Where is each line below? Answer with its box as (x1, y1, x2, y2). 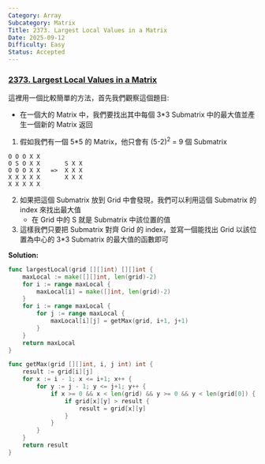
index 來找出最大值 (19, 204, 81, 214)
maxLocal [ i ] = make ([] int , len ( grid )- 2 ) (36, 287, 171, 296)
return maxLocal (22, 339, 77, 347)
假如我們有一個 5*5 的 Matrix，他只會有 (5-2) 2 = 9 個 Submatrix (19, 136, 227, 146)
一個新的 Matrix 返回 (26, 120, 93, 129)
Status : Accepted (8, 48, 65, 56)
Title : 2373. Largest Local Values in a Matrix (8, 26, 168, 34)
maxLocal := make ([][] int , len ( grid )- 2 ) (22, 273, 157, 281)
